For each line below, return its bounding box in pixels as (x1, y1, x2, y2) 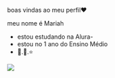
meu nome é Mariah (7, 19, 64, 27)
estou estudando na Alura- (17, 32, 94, 41)
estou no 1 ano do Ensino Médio (17, 40, 108, 48)
